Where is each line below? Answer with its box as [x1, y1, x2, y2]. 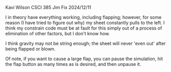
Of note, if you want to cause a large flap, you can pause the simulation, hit [5, 56, 163, 62]
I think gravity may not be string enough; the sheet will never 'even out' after [5, 40, 166, 46]
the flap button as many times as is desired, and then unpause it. [5, 61, 141, 67]
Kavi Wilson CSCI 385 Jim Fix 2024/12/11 [5, 5, 91, 10]
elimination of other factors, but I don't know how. [5, 31, 110, 36]
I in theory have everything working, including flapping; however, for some [5, 14, 162, 20]
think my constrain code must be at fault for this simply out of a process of [5, 25, 162, 31]
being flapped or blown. [5, 46, 56, 52]
